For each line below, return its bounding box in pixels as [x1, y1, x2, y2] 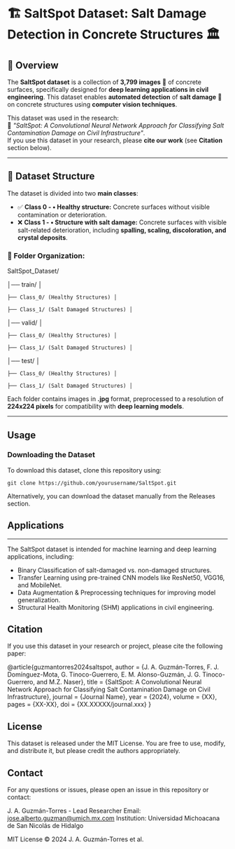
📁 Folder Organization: [7, 250, 85, 260]
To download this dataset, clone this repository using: [7, 466, 162, 474]
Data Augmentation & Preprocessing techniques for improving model [17, 588, 216, 597]
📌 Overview [7, 59, 59, 71]
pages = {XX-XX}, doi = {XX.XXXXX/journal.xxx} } [7, 700, 152, 709]
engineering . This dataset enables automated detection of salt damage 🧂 [7, 93, 222, 101]
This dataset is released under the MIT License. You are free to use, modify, [7, 739, 226, 747]
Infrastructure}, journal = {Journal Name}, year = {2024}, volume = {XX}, [7, 693, 218, 701]
